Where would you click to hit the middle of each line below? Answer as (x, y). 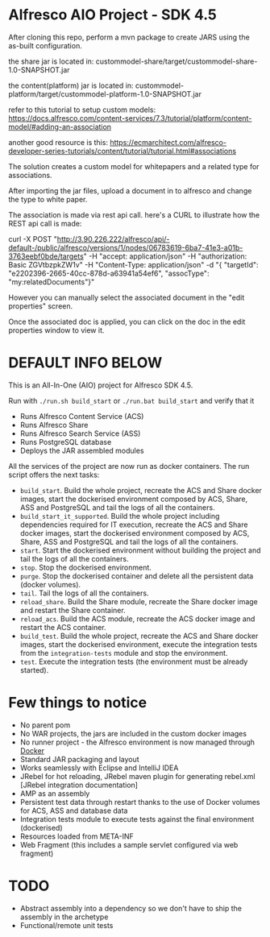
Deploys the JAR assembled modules (82, 450)
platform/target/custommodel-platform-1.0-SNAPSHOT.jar (105, 93)
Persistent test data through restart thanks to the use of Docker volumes (140, 802)
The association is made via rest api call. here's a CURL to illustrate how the (134, 214)
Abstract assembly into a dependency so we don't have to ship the (131, 908)
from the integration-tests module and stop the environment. (124, 653)
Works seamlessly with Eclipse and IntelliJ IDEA (99, 768)
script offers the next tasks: (54, 475)
